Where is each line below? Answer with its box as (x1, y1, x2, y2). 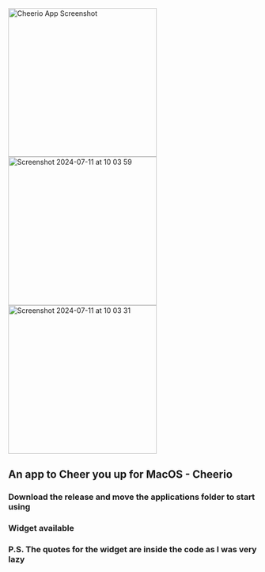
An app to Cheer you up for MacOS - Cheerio (8, 467, 233, 482)
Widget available (8, 523, 74, 534)
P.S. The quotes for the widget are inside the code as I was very (8, 544, 257, 555)
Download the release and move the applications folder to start (8, 491, 256, 502)
